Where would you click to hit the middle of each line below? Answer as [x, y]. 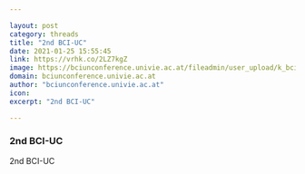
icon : [20, 93]
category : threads [44, 34]
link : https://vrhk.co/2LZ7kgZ [69, 60]
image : [22, 68]
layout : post [34, 25]
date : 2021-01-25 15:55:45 [60, 51]
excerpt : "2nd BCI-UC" [52, 101]
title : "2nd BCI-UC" [49, 43]
